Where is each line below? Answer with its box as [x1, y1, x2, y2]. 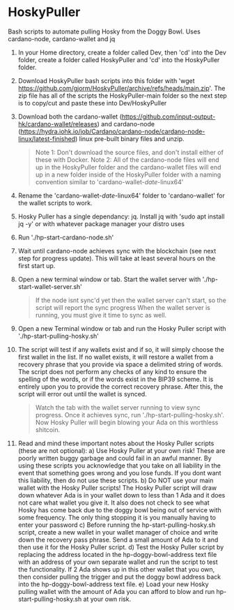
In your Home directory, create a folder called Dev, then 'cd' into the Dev [17, 48, 226, 57]
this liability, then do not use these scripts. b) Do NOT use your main [17, 476, 214, 484]
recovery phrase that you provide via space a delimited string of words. [17, 360, 224, 369]
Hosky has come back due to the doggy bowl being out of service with [17, 505, 221, 514]
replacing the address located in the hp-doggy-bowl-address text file [17, 550, 217, 558]
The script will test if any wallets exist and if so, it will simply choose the [17, 345, 225, 353]
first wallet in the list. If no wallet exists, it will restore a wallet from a [17, 352, 214, 361]
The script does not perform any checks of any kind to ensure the [17, 367, 208, 375]
